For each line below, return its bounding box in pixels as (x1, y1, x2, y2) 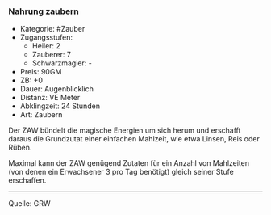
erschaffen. (8, 175, 47, 185)
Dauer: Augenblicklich (19, 84, 94, 94)
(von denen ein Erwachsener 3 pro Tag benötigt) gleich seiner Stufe (8, 167, 234, 177)
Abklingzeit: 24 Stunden (19, 101, 101, 111)
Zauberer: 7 (31, 50, 71, 60)
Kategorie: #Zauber (19, 24, 85, 34)
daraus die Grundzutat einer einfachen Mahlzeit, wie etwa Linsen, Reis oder (8, 134, 261, 144)
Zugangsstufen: (19, 32, 73, 42)
